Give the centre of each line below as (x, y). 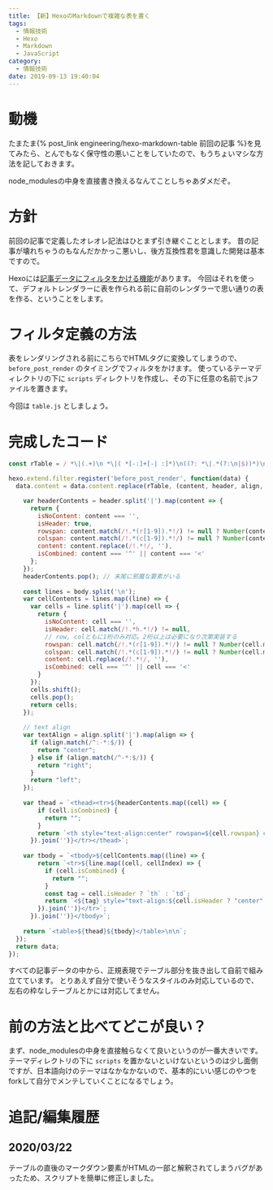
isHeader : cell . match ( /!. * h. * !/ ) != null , (117, 629)
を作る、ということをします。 (58, 298)
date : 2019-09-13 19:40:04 (54, 76)
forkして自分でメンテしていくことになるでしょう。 (93, 1081)
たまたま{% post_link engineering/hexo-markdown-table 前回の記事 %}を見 (135, 143)
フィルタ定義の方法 (72, 334)
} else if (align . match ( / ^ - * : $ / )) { (92, 757)
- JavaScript (38, 54)
